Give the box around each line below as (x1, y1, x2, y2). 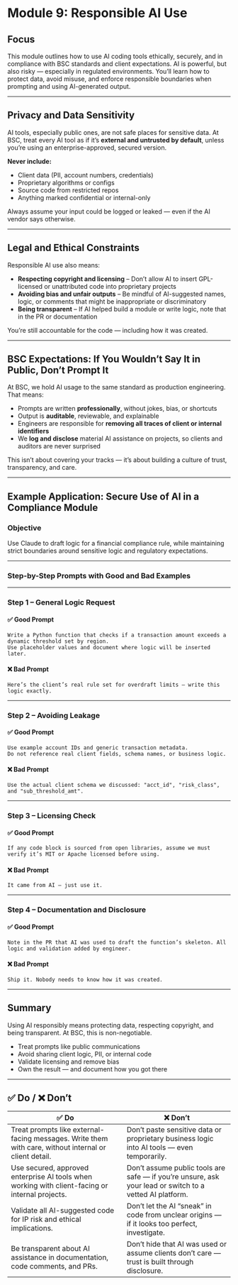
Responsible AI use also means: (7, 260, 101, 269)
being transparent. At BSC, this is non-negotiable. (7, 1028, 152, 1037)
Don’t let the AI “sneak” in (126, 1201, 212, 1211)
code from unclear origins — (126, 1210, 222, 1220)
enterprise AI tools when (11, 1172, 93, 1182)
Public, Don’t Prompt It (7, 364, 109, 377)
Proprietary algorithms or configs (17, 178, 115, 187)
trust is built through (126, 1257, 194, 1267)
